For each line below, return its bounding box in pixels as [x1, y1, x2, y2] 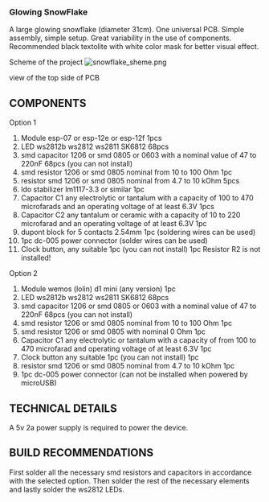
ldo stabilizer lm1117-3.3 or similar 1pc [20, 184, 145, 195]
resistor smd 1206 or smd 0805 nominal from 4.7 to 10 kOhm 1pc [20, 361, 235, 371]
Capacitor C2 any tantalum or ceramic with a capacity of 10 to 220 [20, 210, 241, 220]
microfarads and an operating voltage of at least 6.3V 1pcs [20, 202, 215, 212]
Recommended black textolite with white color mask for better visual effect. [9, 42, 259, 51]
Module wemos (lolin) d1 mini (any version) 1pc [20, 284, 176, 294]
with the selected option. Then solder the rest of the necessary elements [9, 475, 250, 485]
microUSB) [20, 378, 57, 388]
